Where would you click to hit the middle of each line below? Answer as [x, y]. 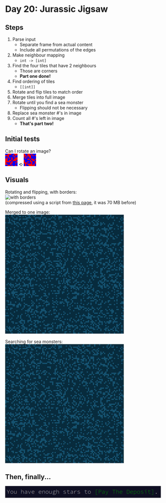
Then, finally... [28, 477]
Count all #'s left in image [38, 118]
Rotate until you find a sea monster [48, 102]
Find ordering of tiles [34, 81]
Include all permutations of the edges [58, 50]
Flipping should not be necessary [54, 108]
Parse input [24, 39]
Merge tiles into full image [39, 97]
